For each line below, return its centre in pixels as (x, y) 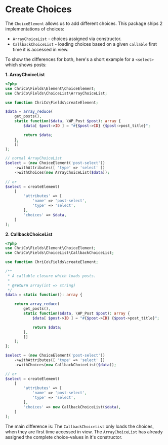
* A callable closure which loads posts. (52, 276)
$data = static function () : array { (44, 295)
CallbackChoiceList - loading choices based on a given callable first (85, 44)
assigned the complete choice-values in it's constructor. (64, 437)
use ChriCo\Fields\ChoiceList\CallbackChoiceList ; (60, 253)
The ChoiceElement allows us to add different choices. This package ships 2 (84, 23)
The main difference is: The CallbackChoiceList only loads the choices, (80, 426)
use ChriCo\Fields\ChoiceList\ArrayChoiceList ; (56, 93)
